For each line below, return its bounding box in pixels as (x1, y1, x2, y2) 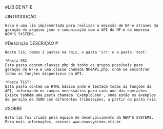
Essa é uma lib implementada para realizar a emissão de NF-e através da (5, 23, 159, 28)
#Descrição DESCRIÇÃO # (5, 40, 58, 46)
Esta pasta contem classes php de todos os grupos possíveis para (5, 63, 143, 68)
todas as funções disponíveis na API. (5, 71, 84, 76)
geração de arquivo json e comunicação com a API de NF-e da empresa (5, 27, 150, 32)
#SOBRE (5, 105, 22, 111)
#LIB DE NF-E (5, 4, 33, 10)
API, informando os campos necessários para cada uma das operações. (5, 88, 150, 93)
